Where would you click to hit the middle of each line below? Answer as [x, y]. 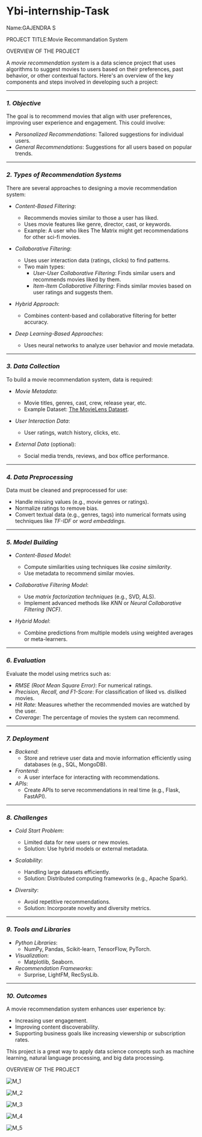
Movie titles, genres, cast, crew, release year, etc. [85, 403]
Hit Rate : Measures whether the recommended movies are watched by [103, 704]
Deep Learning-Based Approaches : [59, 333]
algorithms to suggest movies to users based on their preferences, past [95, 69]
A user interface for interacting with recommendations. [92, 777]
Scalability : [29, 860]
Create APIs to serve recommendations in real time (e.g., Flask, [102, 790]
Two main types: [44, 267]
